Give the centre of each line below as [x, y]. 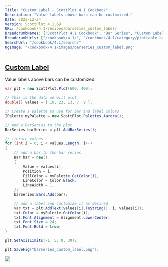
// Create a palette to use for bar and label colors [62, 111]
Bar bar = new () [31, 158]
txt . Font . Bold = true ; [38, 227]
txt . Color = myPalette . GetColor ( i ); [52, 213]
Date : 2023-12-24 [23, 19]
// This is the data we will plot [41, 98]
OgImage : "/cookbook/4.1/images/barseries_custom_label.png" [70, 47]
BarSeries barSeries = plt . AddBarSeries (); [51, 130]
